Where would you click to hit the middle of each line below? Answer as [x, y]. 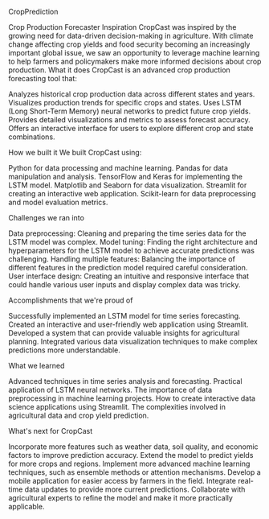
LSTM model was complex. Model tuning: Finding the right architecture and [133, 242]
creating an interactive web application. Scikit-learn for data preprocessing [132, 194]
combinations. [32, 137]
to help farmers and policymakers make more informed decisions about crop [135, 61]
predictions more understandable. [64, 350]
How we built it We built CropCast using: [75, 152]
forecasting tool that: [43, 78]
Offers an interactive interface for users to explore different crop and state [131, 128]
